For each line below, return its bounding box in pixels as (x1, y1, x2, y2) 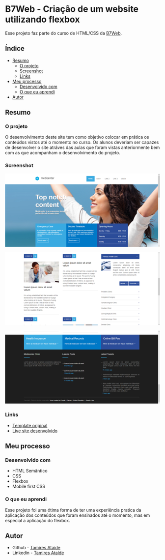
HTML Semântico (12, 468, 48, 474)
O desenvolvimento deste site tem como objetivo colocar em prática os (5, 134, 149, 140)
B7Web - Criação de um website (5, 3, 139, 15)
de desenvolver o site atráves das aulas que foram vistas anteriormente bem (5, 145, 160, 150)
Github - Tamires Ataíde (12, 545, 60, 551)
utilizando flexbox (5, 14, 80, 25)
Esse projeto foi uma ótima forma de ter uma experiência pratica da (5, 507, 141, 513)
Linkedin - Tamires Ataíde (12, 550, 64, 556)
